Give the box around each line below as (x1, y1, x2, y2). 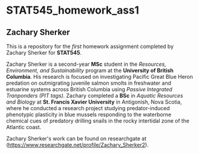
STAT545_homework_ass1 (6, 4, 140, 17)
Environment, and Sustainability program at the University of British (6, 67, 174, 74)
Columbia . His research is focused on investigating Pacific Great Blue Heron (6, 73, 193, 80)
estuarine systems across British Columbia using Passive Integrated (6, 86, 173, 92)
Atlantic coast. (6, 124, 42, 130)
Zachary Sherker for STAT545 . (6, 49, 82, 56)
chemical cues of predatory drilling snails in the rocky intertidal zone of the (6, 117, 189, 124)
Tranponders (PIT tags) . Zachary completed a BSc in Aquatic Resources (6, 92, 184, 99)
